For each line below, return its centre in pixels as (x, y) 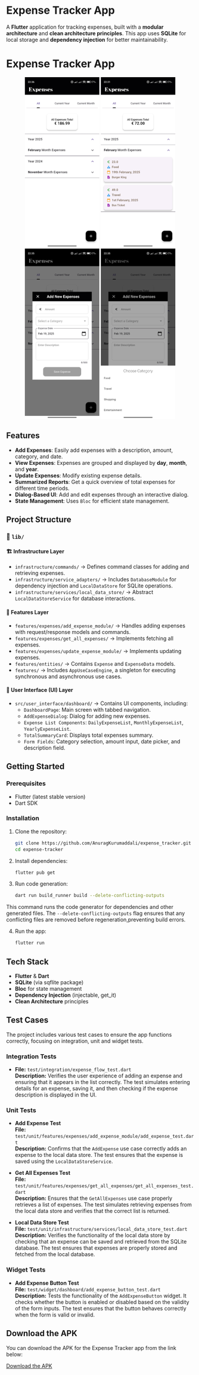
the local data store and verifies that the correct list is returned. (92, 1211)
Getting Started (35, 766)
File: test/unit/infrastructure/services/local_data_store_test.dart (101, 1229)
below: (14, 1354)
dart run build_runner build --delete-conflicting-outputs (90, 896)
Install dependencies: (41, 860)
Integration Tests (31, 1056)
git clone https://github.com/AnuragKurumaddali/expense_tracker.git (103, 843)
